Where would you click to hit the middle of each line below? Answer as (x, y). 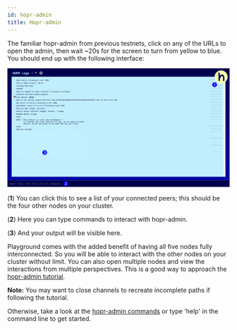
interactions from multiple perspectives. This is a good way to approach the (117, 269)
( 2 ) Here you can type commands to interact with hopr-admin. (98, 219)
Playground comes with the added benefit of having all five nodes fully (110, 246)
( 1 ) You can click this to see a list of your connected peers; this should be (114, 198)
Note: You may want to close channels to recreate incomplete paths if (109, 290)
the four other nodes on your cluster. (61, 205)
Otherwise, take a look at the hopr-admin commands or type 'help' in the (113, 311)
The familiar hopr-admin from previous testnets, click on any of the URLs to (117, 43)
